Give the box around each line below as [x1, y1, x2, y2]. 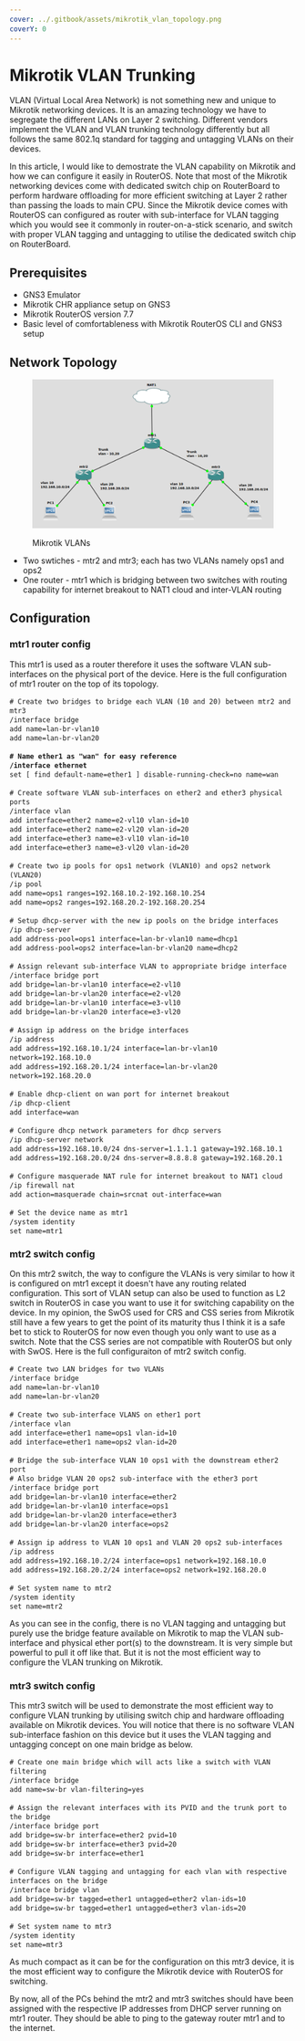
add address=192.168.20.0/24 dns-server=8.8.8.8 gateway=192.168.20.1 [9, 1153, 283, 1163]
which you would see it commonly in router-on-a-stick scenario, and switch [9, 219, 293, 230]
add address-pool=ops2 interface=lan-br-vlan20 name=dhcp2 [9, 943, 239, 953]
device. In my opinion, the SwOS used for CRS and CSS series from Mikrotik [9, 1307, 295, 1318]
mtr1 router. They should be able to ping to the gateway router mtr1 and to [9, 2013, 286, 2024]
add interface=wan [9, 1107, 79, 1117]
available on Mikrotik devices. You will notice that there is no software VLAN [9, 1720, 295, 1731]
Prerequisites [9, 265, 87, 280]
